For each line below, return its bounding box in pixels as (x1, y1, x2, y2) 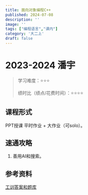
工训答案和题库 (5, 184, 37, 190)
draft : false (5, 36, 33, 41)
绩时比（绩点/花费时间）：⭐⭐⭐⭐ (17, 90, 84, 96)
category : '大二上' (5, 31, 44, 36)
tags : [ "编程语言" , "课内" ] (5, 27, 58, 32)
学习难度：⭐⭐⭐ (17, 77, 50, 83)
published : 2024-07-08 (5, 12, 53, 17)
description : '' (5, 17, 40, 22)
